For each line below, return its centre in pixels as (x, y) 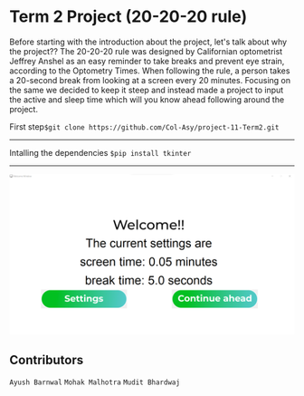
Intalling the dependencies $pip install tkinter (100, 152)
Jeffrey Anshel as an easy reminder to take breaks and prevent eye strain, (147, 61)
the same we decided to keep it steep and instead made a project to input (147, 90)
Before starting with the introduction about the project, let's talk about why (148, 42)
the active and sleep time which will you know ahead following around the (147, 99)
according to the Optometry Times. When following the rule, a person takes (150, 71)
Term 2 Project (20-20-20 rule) (128, 17)
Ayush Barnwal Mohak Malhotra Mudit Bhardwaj (95, 382)
